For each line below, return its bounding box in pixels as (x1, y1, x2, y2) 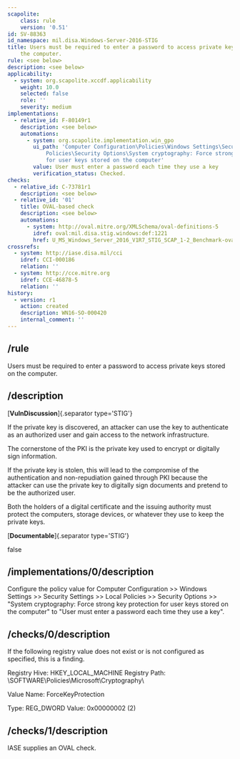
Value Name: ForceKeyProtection (7, 690, 105, 699)
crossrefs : (7, 243, 40, 250)
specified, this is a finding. (7, 655, 85, 663)
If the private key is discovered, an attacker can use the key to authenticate (7, 422, 229, 431)
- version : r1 (14, 296, 56, 304)
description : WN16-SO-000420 (20, 309, 107, 317)
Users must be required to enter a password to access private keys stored (7, 362, 226, 370)
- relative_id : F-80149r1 (14, 116, 91, 124)
